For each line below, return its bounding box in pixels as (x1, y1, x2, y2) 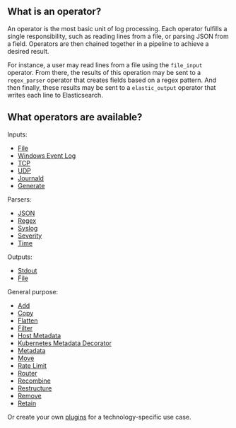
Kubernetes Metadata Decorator (17, 339, 112, 347)
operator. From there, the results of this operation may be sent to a (7, 68, 201, 76)
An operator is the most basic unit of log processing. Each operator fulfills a (7, 24, 228, 33)
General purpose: (7, 287, 59, 296)
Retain (17, 399, 37, 407)
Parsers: (7, 195, 32, 204)
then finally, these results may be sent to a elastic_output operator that (7, 83, 216, 91)
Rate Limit (17, 361, 47, 370)
